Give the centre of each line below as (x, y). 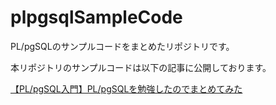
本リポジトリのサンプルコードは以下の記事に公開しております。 (141, 67)
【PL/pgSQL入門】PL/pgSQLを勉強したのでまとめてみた (126, 88)
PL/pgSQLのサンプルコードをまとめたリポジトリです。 (122, 46)
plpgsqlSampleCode (96, 17)
